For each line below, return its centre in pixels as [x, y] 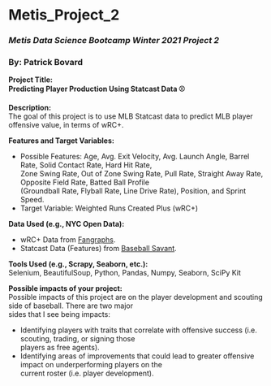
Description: [30, 108]
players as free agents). [60, 348]
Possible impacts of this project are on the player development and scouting [136, 297]
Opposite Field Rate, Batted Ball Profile [85, 182]
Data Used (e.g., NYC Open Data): [67, 224]
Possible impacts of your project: [66, 288]
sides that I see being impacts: [60, 314]
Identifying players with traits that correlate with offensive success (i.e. [138, 330]
